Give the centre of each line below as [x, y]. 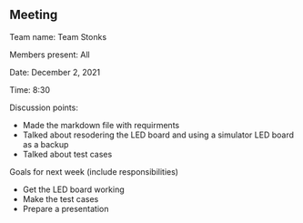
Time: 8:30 [30, 89]
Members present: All [50, 55]
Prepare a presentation [66, 208]
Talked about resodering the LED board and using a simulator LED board [158, 135]
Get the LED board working [73, 189]
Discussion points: [44, 107]
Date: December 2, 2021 [55, 72]
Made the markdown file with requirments [101, 125]
